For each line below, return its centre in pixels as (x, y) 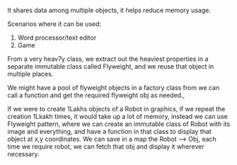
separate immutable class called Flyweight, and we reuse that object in (111, 66)
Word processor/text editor (57, 38)
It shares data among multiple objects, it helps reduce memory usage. (109, 10)
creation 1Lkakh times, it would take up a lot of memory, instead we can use (117, 116)
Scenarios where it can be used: (54, 24)
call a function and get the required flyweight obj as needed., (96, 95)
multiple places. (30, 74)
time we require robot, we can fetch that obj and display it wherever (106, 147)
